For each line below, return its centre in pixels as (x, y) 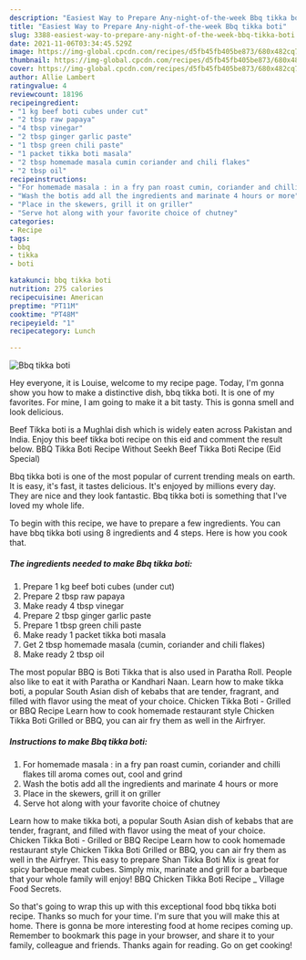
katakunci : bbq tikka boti (61, 281)
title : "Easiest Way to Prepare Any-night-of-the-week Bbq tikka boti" (148, 26)
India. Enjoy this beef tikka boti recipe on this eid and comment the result (146, 440)
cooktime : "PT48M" (44, 314)
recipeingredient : (44, 103)
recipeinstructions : (49, 179)
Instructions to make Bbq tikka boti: (78, 741)
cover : (22, 69)
